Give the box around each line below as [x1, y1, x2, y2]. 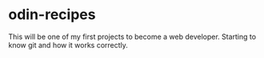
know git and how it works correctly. [8, 40, 128, 49]
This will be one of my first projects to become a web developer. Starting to [8, 32, 257, 41]
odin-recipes [8, 6, 96, 24]
